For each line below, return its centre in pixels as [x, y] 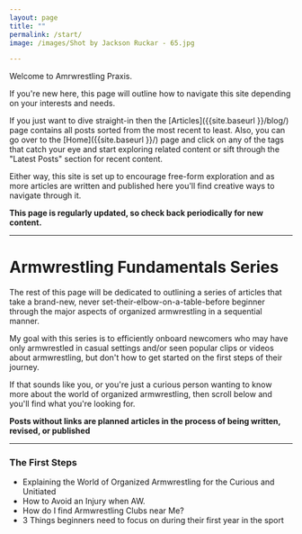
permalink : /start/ [46, 34]
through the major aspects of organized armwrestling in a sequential [136, 312]
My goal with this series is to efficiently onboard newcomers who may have [149, 339]
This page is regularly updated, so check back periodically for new [136, 213]
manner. [25, 321]
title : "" [28, 26]
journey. [24, 367]
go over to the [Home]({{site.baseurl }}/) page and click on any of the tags [147, 140]
